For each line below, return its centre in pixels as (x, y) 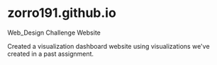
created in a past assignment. (51, 54)
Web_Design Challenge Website (54, 32)
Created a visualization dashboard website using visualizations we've (109, 46)
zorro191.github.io (62, 13)
